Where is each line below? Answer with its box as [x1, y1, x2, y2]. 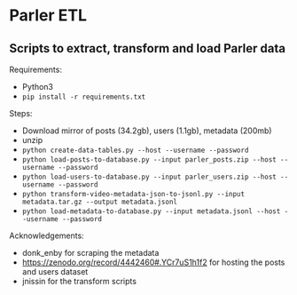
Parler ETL [9, 5, 87, 26]
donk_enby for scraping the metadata [21, 248, 160, 258]
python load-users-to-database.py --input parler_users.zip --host [21, 172, 277, 181]
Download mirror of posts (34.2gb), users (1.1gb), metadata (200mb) [21, 125, 272, 136]
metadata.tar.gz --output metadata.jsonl [21, 197, 177, 206]
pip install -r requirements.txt [21, 92, 146, 101]
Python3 [21, 82, 53, 92]
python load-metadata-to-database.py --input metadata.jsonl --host [21, 207, 281, 216]
